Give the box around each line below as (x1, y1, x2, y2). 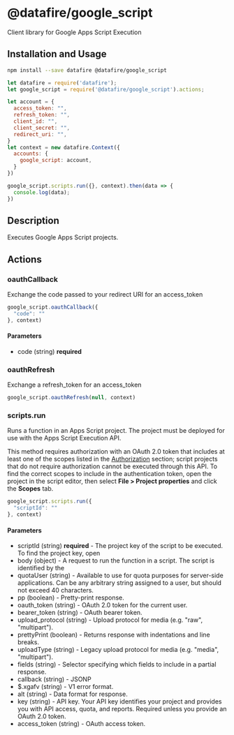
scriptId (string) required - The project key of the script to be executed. (17, 542, 224, 550)
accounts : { (13, 150, 49, 158)
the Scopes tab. (7, 484, 54, 493)
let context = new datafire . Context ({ (7, 144, 120, 151)
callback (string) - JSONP (17, 675, 92, 683)
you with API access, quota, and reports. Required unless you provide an (17, 705, 227, 713)
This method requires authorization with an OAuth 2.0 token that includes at (7, 447, 225, 456)
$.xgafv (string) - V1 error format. (17, 683, 114, 691)
